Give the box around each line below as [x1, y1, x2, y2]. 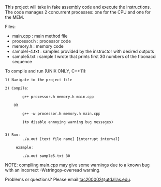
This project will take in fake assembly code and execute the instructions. [5, 4, 151, 10]
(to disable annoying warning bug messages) [22, 120, 114, 125]
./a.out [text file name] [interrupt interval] [22, 137, 120, 142]
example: [15, 145, 34, 150]
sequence [12, 59, 32, 64]
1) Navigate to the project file [5, 77, 73, 82]
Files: [5, 24, 16, 29]
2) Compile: [5, 86, 29, 91]
